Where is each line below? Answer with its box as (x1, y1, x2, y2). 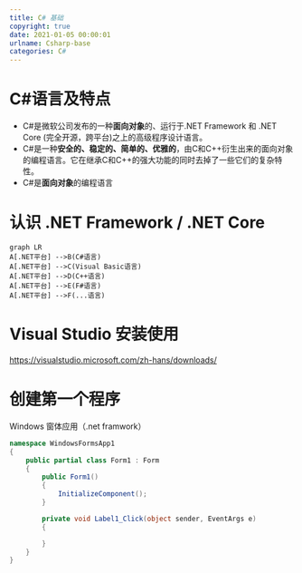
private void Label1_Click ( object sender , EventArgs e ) (42, 514, 257, 523)
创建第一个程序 (9, 389, 121, 410)
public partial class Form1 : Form (25, 455, 160, 465)
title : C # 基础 (9, 13, 64, 23)
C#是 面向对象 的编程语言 (22, 178, 113, 189)
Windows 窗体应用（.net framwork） (9, 421, 146, 432)
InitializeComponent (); (57, 490, 147, 499)
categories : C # (9, 47, 67, 56)
